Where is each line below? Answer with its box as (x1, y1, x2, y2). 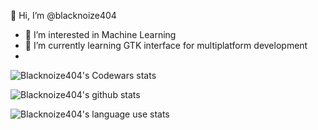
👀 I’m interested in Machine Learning (24, 29, 177, 40)
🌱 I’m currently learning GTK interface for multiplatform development (24, 40, 308, 51)
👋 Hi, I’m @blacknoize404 (10, 10, 117, 21)
